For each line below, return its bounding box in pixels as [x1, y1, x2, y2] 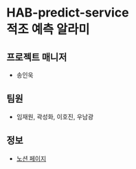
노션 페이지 [16, 154, 47, 163]
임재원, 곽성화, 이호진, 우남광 [16, 112, 94, 121]
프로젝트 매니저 [6, 51, 67, 63]
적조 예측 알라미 [6, 22, 90, 37]
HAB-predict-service [6, 5, 129, 21]
